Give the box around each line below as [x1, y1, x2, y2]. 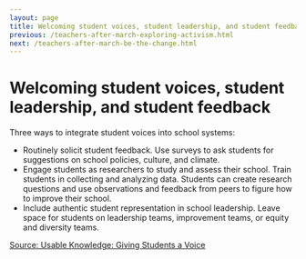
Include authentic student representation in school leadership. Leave [22, 203, 280, 214]
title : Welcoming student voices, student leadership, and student [9, 22, 271, 31]
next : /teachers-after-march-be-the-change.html [9, 38, 198, 48]
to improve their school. [22, 193, 112, 204]
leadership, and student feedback [9, 97, 271, 118]
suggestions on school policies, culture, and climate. [22, 154, 220, 165]
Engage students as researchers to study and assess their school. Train [22, 164, 291, 175]
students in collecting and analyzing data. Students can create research [22, 174, 292, 184]
